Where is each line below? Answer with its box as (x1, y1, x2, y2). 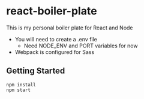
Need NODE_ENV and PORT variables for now (23, 42, 138, 49)
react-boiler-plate (6, 4, 97, 18)
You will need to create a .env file (14, 35, 98, 43)
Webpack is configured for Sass (14, 48, 95, 55)
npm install (6, 82, 36, 88)
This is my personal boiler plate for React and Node (6, 24, 133, 31)
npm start (6, 87, 31, 93)
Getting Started (6, 66, 65, 76)
